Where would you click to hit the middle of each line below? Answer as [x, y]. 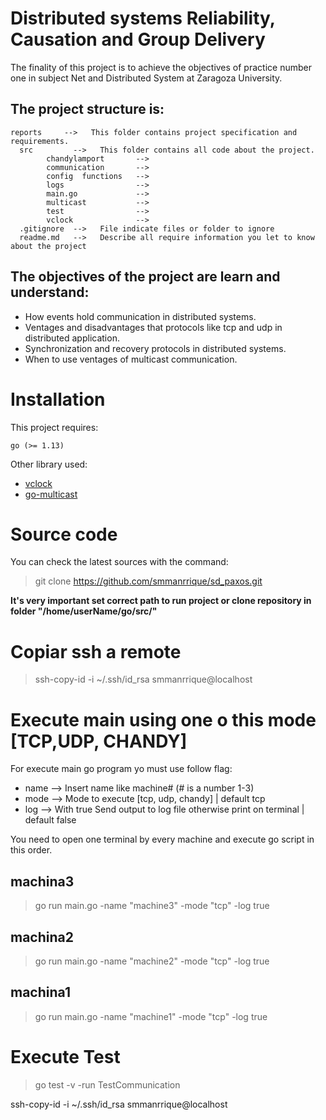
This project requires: [54, 427]
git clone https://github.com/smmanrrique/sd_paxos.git [148, 581]
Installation [58, 399]
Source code [64, 534]
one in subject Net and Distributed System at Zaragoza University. [146, 78]
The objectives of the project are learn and [145, 277]
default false [50, 820]
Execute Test [65, 1056]
